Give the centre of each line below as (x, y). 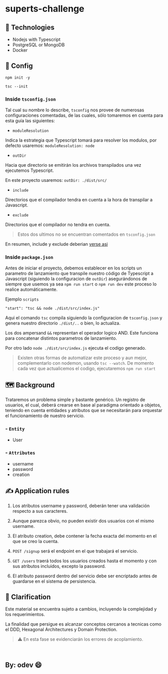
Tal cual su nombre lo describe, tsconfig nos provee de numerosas (75, 110)
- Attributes (20, 453)
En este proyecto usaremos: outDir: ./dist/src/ (56, 180)
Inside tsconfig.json (31, 99)
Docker (20, 50)
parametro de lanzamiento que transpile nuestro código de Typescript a (79, 274)
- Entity (15, 429)
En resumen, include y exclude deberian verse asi (56, 244)
